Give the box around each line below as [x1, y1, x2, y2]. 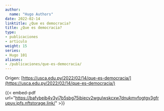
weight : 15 [5, 44, 27, 48]
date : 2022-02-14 [5, 16, 41, 21]
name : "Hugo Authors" [9, 12, 54, 17]
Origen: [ [5, 75, 23, 81]
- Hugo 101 [5, 52, 27, 58]
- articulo [5, 39, 27, 44]
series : [5, 48, 21, 53]
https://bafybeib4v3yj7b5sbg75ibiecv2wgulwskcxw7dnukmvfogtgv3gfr [15, 95, 159, 101]
